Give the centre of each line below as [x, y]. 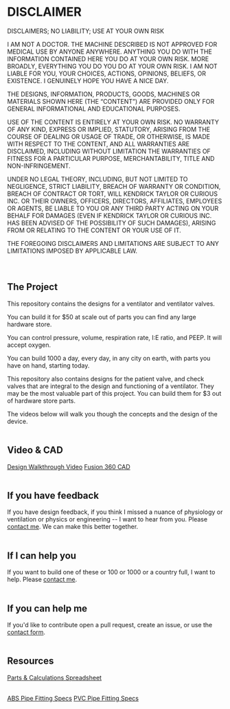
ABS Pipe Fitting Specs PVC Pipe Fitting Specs [73, 698]
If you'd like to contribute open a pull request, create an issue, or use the [110, 625]
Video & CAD [35, 450]
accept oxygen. [29, 345]
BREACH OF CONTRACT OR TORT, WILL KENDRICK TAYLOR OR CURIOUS [113, 194]
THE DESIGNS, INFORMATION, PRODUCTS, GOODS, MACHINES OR [104, 94]
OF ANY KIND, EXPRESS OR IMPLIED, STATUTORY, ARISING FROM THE [109, 129]
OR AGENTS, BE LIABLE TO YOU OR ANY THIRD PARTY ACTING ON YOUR [113, 208]
